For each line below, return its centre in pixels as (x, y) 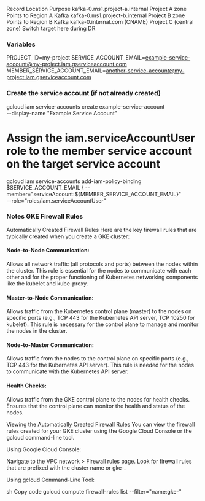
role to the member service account (99, 151)
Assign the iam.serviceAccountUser (101, 138)
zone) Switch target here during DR (51, 28)
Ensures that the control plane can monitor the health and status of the (96, 406)
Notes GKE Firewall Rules (45, 216)
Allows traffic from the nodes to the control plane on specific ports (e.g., (98, 359)
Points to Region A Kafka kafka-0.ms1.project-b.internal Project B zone (96, 15)
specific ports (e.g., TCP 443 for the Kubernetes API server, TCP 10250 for (101, 318)
